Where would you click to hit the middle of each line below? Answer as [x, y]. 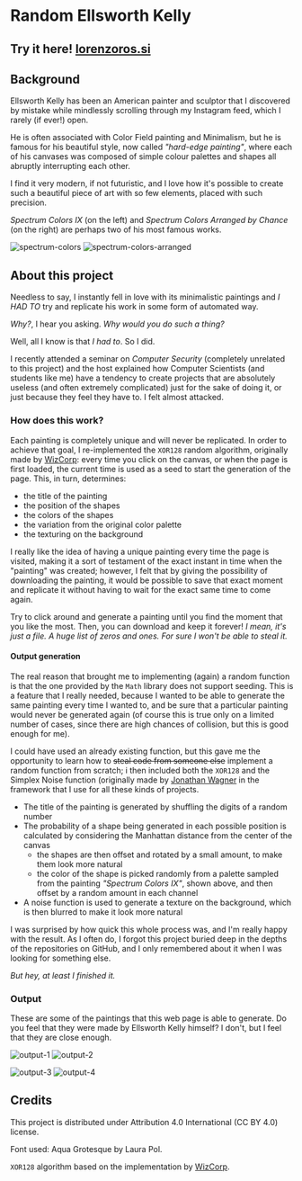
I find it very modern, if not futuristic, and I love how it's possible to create [147, 183]
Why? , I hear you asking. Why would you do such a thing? [117, 324]
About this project [62, 275]
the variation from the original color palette [102, 524]
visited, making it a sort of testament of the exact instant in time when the [146, 561]
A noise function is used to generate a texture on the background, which [157, 902]
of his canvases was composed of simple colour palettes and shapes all [143, 157]
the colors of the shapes [68, 514]
